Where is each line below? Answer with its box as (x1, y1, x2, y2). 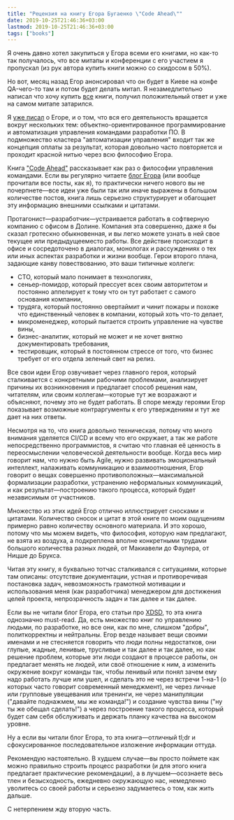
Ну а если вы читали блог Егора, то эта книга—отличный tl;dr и (7, 733, 196, 742)
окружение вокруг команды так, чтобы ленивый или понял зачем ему (7, 667, 217, 676)
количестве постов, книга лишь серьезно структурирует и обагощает (7, 194, 217, 202)
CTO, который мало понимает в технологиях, (17, 273, 153, 281)
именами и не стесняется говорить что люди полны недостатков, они (7, 638, 217, 646)
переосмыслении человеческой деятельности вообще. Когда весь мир (7, 448, 222, 457)
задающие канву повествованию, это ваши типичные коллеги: (7, 260, 196, 268)
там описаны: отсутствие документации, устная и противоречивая (7, 572, 208, 581)
